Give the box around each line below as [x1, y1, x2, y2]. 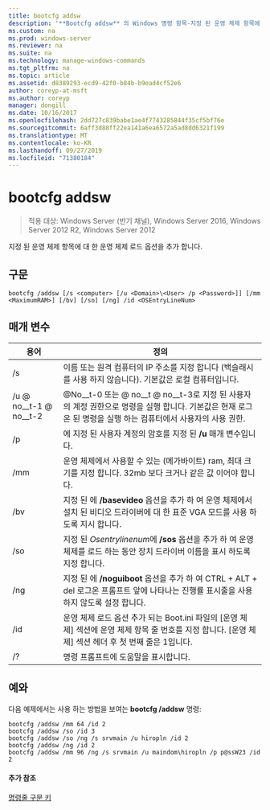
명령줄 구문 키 [8, 792, 52, 802]
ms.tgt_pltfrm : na [8, 64, 70, 72]
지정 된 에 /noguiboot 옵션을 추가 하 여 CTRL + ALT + [63, 573, 258, 584]
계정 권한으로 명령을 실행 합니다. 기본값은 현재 [72, 401, 236, 412]
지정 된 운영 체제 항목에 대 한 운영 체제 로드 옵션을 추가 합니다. [8, 242, 203, 252]
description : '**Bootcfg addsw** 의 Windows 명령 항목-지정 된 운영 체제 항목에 [8, 19, 260, 27]
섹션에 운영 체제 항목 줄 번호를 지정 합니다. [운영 [76, 624, 247, 635]
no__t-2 [12, 410, 43, 421]
